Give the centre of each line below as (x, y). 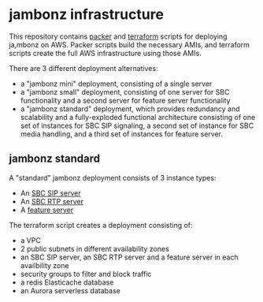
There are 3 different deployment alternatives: (83, 68)
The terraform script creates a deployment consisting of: (101, 225)
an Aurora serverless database (70, 290)
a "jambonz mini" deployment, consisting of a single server (116, 84)
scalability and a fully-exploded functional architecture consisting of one (138, 117)
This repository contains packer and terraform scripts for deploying (118, 36)
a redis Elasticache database (67, 282)
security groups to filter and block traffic (86, 274)
